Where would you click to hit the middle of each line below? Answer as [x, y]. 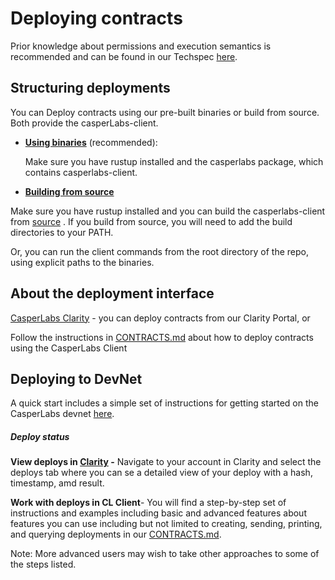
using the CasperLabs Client [69, 348]
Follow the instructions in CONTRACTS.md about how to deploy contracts [162, 337]
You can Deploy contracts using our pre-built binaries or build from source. [165, 112]
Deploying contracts [96, 18]
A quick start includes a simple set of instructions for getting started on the [164, 403]
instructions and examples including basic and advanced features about [158, 513]
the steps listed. [43, 564]
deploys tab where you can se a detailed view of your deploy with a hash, [161, 473]
